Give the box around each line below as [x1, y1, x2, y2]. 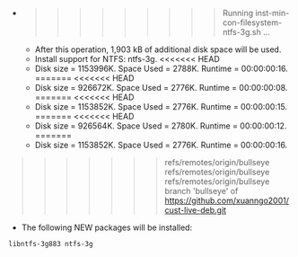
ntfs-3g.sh [222, 27, 261, 37]
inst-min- [254, 8, 290, 18]
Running [222, 8, 254, 18]
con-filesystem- [222, 17, 283, 28]
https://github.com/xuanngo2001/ [164, 195, 289, 206]
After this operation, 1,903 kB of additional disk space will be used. [34, 44, 282, 55]
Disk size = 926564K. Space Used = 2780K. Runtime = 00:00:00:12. [34, 120, 287, 131]
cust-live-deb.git [164, 205, 226, 215]
